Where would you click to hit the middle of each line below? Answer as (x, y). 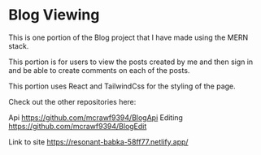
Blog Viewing (54, 15)
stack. (19, 45)
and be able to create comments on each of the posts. (99, 70)
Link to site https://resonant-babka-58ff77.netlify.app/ (98, 142)
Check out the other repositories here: (72, 101)
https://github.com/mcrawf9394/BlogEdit (78, 126)
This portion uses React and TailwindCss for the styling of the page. (122, 86)
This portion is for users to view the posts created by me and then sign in (131, 62)
